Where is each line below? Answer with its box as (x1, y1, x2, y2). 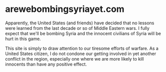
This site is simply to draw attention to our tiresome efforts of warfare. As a (5, 45, 159, 51)
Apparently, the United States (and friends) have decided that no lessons (5, 20, 155, 26)
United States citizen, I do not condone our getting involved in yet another (5, 51, 157, 57)
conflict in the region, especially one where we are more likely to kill (5, 56, 144, 62)
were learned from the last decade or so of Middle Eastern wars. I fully (5, 25, 150, 31)
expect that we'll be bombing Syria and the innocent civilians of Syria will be (5, 30, 162, 36)
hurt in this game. (5, 36, 41, 42)
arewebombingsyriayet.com (5, 3, 125, 15)
